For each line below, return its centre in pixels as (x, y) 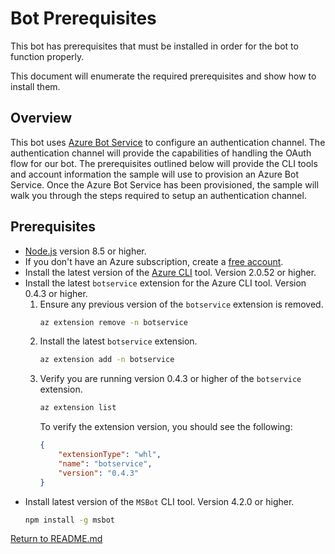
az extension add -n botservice (107, 360)
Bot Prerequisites (83, 18)
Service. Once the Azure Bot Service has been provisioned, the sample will (164, 184)
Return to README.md (56, 539)
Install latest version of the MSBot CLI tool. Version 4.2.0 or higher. (159, 501)
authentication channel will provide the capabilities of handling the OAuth (161, 153)
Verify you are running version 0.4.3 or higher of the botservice (170, 379)
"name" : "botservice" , (105, 463)
